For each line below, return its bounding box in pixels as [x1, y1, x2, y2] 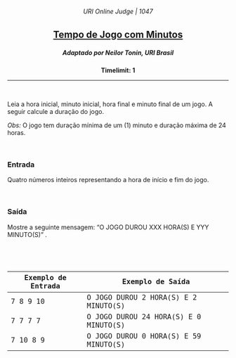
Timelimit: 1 [100, 66, 136, 75]
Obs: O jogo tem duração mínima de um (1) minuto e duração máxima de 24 [7, 121, 227, 129]
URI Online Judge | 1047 [83, 7, 153, 15]
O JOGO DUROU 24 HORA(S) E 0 [86, 312, 202, 321]
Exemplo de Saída [122, 277, 190, 286]
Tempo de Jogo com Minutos [53, 29, 183, 41]
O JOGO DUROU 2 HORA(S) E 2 [86, 293, 197, 302]
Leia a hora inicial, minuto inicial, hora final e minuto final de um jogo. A [7, 100, 213, 108]
